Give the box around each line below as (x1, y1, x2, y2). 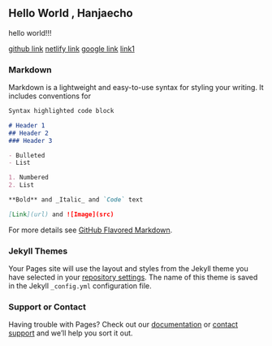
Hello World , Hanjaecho (8, 6, 133, 20)
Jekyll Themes (8, 245, 68, 257)
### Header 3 (8, 136, 53, 145)
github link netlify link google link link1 (8, 44, 136, 54)
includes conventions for (8, 91, 92, 101)
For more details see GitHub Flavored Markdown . (8, 225, 173, 235)
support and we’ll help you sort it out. (8, 328, 133, 338)
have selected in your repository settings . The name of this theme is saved (8, 272, 258, 283)
